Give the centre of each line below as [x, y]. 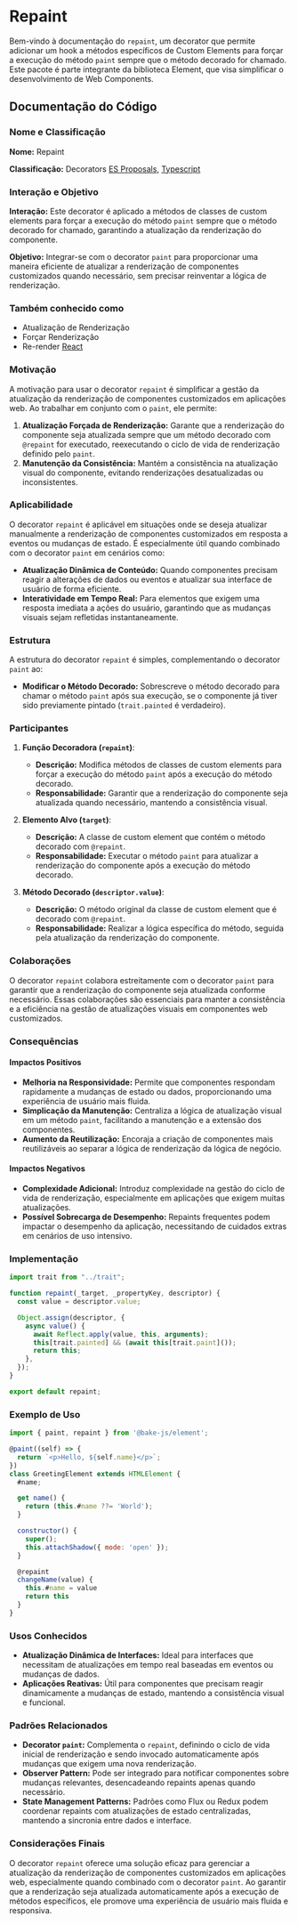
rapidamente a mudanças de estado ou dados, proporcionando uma [147, 1091]
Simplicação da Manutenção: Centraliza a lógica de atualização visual [152, 1111]
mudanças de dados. [60, 1674]
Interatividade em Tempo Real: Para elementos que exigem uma [141, 598]
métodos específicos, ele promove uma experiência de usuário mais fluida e [149, 1901]
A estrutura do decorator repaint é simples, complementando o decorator [145, 659]
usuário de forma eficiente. [72, 588]
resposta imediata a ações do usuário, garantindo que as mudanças [146, 608]
